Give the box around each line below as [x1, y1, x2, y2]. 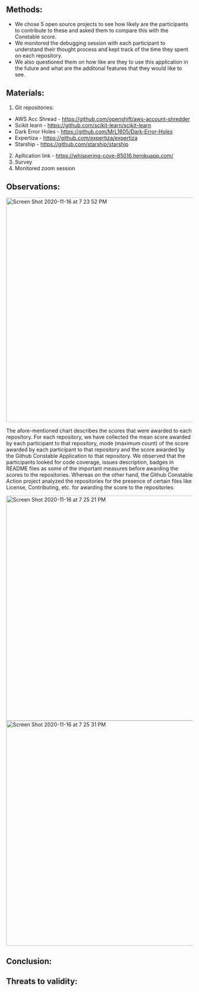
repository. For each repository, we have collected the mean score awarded [6, 433, 191, 441]
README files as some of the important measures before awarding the [6, 465, 179, 472]
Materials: [6, 88, 44, 98]
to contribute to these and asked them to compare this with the [14, 27, 169, 34]
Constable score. [14, 33, 57, 40]
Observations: [6, 182, 60, 192]
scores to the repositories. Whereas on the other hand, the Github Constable [6, 471, 193, 479]
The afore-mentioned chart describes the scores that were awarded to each [6, 427, 192, 435]
